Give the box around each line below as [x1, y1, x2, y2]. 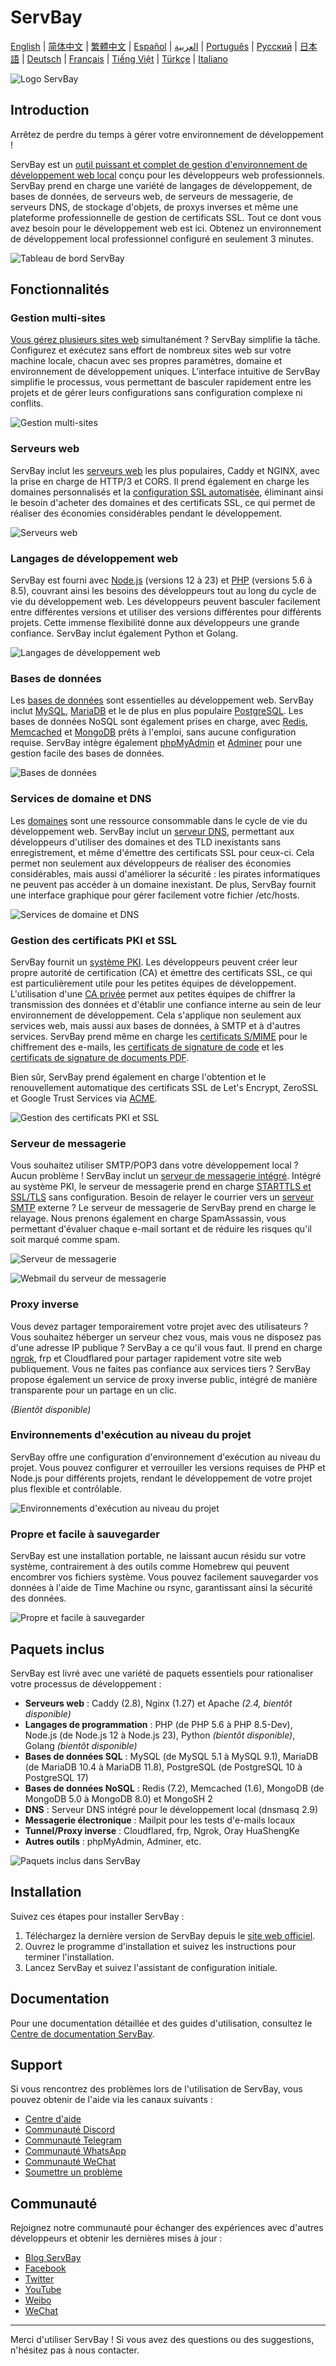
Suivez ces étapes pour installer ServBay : [10, 1910, 185, 1922]
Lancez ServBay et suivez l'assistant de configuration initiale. [24, 1961, 278, 1973]
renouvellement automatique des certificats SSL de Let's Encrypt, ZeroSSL [10, 1081, 319, 1093]
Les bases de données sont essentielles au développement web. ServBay [10, 694, 314, 706]
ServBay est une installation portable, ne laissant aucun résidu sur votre [10, 1550, 307, 1562]
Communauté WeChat [24, 2156, 117, 2168]
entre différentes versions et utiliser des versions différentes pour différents [10, 606, 322, 618]
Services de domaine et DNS [10, 792, 152, 806]
